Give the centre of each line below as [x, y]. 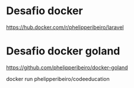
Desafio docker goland [63, 51]
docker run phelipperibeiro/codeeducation [58, 79]
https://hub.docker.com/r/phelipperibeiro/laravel [65, 27]
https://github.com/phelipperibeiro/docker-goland [67, 67]
